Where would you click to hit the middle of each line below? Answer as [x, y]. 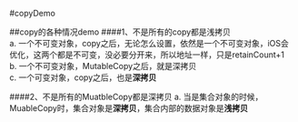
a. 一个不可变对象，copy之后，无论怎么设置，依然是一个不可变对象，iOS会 [149, 43]
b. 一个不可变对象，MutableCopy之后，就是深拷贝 [103, 66]
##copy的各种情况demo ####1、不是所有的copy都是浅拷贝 [120, 32]
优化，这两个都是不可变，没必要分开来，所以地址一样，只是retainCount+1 [147, 55]
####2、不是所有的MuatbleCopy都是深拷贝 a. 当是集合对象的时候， [136, 97]
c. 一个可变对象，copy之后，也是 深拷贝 [83, 77]
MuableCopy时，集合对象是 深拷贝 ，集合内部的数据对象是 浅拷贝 [129, 108]
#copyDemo [33, 13]
